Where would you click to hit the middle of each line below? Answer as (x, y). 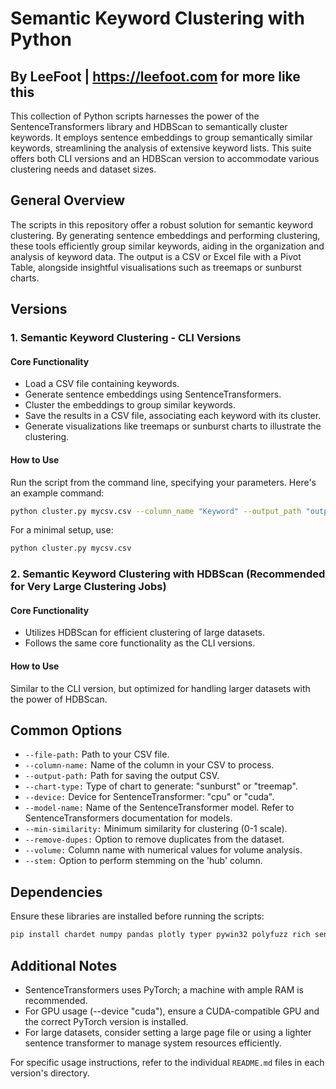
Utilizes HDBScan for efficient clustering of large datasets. (145, 633)
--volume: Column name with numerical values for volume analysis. (163, 850)
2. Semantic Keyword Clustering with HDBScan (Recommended (168, 574)
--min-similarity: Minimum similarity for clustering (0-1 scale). (156, 829)
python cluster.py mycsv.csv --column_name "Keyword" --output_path (156, 511)
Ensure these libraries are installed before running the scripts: (137, 916)
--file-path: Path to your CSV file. (97, 754)
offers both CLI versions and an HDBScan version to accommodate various (165, 158)
